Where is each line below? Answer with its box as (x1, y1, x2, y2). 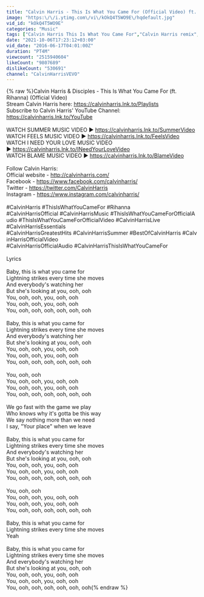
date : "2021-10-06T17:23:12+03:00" (6, 37, 97, 43)
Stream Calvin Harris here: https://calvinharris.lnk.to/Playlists (6, 101, 159, 108)
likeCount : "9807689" (6, 59, 61, 66)
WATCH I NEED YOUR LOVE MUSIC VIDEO (6, 139, 113, 146)
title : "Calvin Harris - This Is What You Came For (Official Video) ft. (6, 8, 197, 15)
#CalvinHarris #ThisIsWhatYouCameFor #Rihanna (6, 204, 131, 211)
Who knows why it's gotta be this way (6, 410, 101, 417)
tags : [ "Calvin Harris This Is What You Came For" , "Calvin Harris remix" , (6, 32, 200, 38)
